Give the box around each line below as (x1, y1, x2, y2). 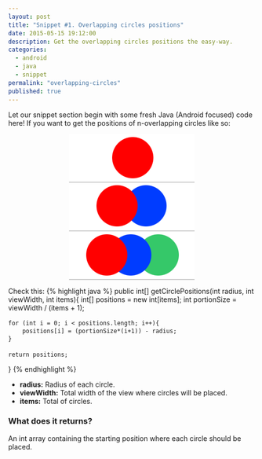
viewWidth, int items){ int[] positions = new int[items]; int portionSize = (8, 295, 237, 304)
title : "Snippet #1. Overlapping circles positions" (8, 20, 184, 29)
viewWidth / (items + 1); (8, 303, 85, 312)
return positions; (8, 351, 68, 358)
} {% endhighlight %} (8, 364, 77, 373)
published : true (8, 87, 61, 95)
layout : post (8, 13, 51, 20)
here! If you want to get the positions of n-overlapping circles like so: (8, 118, 231, 127)
